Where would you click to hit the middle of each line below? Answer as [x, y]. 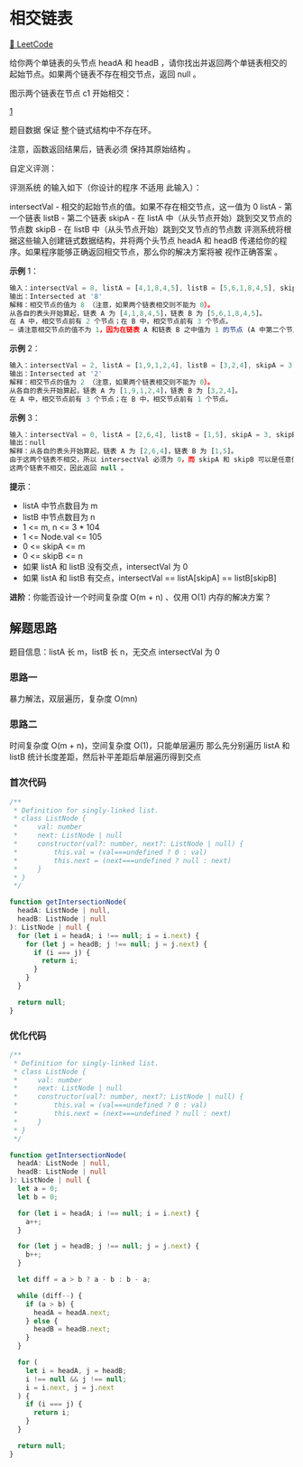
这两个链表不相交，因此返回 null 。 [69, 469]
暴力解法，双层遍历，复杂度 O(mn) [73, 699]
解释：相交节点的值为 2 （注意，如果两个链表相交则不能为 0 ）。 [112, 382]
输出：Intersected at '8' [56, 296]
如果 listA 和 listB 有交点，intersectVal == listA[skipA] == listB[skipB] [149, 578]
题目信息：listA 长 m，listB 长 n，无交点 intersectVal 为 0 [115, 652]
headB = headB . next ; [72, 1329]
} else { [42, 1321]
